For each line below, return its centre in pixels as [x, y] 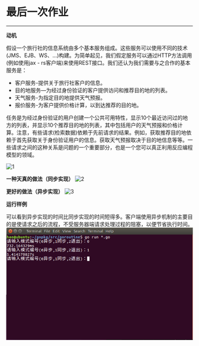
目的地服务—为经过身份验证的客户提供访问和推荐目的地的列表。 [92, 90]
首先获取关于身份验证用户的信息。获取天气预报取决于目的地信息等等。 [102, 139]
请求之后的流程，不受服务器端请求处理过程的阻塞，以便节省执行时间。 [107, 224]
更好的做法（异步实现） [35, 191]
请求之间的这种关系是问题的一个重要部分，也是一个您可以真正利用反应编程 [102, 147]
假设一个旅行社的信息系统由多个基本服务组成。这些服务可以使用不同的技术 [97, 47]
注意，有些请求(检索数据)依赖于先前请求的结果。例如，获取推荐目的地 [101, 132]
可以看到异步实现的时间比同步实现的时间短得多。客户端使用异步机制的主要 [97, 217]
